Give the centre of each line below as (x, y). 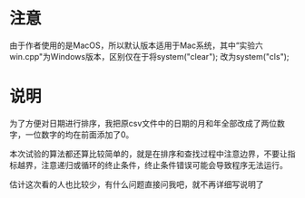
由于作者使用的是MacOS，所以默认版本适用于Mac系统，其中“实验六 (136, 45)
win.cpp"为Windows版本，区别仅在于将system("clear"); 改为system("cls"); (149, 56)
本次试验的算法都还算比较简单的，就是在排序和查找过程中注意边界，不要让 (148, 154)
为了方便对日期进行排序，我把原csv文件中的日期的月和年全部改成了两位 (143, 123)
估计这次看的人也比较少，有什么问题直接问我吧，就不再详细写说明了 (137, 184)
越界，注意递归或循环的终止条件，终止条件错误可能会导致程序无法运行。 (152, 165)
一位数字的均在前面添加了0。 (79, 134)
